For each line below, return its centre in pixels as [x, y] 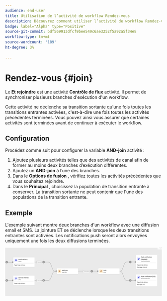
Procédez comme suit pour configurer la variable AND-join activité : [75, 150]
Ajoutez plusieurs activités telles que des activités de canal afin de [81, 160]
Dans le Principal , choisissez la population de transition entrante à [81, 187]
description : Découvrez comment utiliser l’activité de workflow [74, 21]
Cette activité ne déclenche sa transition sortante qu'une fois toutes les [78, 107]
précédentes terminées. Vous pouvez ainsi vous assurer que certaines [77, 117]
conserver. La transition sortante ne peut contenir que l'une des [78, 192]
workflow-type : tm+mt [28, 37]
